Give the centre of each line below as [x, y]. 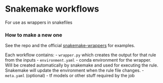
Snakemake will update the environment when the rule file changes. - [75, 70]
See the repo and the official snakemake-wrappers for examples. [70, 46]
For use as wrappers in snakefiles [39, 22]
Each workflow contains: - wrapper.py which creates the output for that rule [81, 55]
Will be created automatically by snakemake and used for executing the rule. [82, 65]
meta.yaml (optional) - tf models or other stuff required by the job [70, 76]
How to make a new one [34, 35]
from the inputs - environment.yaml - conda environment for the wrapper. [78, 60]
